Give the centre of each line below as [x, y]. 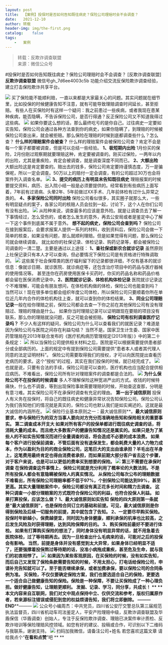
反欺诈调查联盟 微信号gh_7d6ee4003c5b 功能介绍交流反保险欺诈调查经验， [83, 80]
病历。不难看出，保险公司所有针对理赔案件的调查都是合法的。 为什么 [83, 373]
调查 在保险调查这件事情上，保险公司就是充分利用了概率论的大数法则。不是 [82, 468]
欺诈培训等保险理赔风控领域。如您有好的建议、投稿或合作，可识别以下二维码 [84, 624]
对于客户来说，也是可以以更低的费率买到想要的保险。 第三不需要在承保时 [83, 461]
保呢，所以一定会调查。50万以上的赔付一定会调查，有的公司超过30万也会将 [83, 173]
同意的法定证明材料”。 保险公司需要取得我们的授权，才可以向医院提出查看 [81, 355]
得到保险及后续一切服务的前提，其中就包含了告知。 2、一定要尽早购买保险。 [84, 511]
